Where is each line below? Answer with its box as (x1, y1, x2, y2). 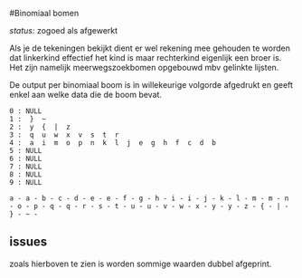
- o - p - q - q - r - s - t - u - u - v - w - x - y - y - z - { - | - (9, 202, 289, 211)
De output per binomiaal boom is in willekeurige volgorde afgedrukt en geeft (9, 80, 294, 90)
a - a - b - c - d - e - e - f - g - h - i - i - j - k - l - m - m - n (9, 194, 289, 203)
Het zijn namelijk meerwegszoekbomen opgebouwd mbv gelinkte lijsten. (9, 62, 279, 72)
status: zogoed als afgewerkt (9, 25, 118, 35)
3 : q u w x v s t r (9, 130, 119, 139)
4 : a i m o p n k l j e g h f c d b (9, 139, 217, 148)
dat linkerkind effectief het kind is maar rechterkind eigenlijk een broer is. (9, 53, 282, 62)
